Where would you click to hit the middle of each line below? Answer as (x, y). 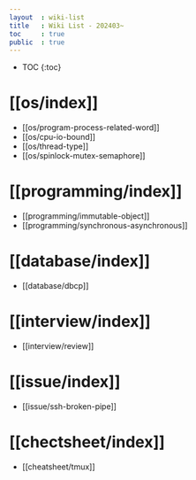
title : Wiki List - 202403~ (67, 26)
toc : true (37, 34)
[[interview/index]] (80, 322)
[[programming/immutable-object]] (86, 216)
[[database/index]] (80, 261)
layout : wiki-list (47, 17)
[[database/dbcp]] (55, 286)
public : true (37, 42)
